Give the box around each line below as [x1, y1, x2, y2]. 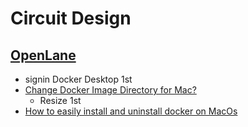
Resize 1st [39, 95, 82, 106]
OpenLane [10, 47, 77, 64]
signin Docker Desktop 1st [24, 73, 133, 85]
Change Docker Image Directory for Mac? [24, 84, 197, 96]
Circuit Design [10, 7, 132, 30]
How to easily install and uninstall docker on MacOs [24, 105, 238, 117]
